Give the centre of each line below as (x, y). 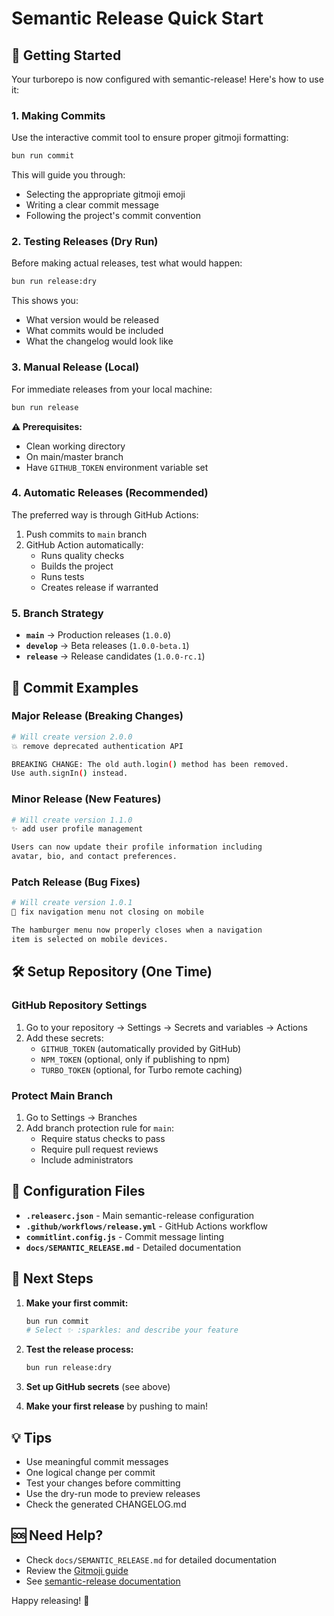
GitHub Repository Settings (79, 1005)
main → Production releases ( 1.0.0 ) (98, 635)
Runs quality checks (82, 555)
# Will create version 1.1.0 (72, 820)
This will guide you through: (68, 175)
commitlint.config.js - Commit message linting (124, 1236)
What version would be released (92, 320)
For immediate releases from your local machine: (112, 389)
